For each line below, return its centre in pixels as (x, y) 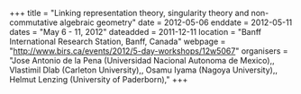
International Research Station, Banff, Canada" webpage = (118, 41)
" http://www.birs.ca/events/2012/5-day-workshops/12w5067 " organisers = (149, 51)
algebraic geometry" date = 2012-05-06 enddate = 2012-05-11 (176, 22)
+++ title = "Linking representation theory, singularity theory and (129, 13)
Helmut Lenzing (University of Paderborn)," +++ (99, 79)
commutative (34, 22)
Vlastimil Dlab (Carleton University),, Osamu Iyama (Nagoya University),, (143, 70)
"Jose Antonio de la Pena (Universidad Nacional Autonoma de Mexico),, (142, 60)
